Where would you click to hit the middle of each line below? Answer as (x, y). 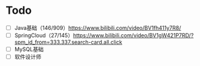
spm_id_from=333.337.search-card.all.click (68, 42)
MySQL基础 (29, 49)
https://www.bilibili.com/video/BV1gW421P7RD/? (133, 35)
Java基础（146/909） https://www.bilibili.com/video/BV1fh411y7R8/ (98, 28)
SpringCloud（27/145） (44, 35)
